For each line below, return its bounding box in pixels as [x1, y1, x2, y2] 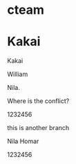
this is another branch [7, 124, 70, 132]
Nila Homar [7, 137, 39, 145]
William [7, 70, 28, 78]
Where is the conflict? [7, 97, 70, 105]
